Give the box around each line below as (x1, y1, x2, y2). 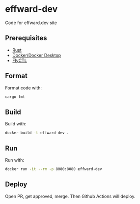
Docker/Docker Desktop (12, 52, 61, 58)
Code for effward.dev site (5, 20, 57, 26)
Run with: (5, 157, 25, 163)
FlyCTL (12, 58, 27, 63)
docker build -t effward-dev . (5, 130, 69, 136)
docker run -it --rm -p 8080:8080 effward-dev (5, 166, 102, 172)
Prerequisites (5, 34, 47, 42)
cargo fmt (5, 94, 26, 99)
